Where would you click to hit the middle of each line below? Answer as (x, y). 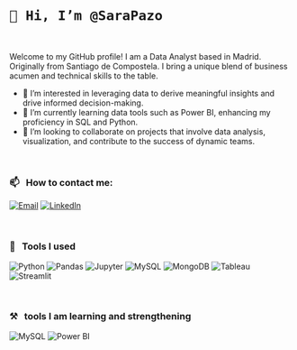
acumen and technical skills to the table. (84, 76)
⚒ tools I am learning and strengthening (100, 317)
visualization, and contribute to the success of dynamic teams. (138, 141)
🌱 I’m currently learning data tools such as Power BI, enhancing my (147, 112)
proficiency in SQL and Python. (80, 122)
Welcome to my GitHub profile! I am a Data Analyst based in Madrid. (135, 56)
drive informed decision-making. (83, 103)
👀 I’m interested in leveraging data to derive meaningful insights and (148, 93)
